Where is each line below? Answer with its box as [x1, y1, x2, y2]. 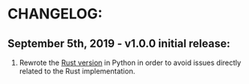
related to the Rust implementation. [18, 66, 136, 76]
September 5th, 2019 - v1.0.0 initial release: [7, 37, 231, 50]
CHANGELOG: [7, 5, 103, 23]
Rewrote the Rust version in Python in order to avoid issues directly [18, 58, 242, 67]
